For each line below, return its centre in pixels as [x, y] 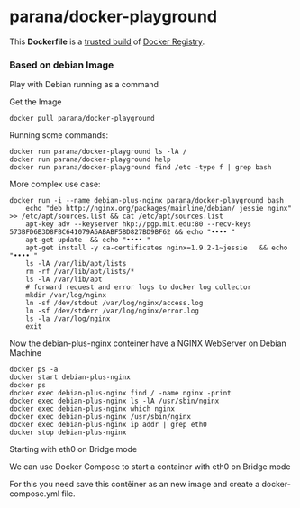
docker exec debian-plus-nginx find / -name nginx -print [120, 394]
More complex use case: [55, 184]
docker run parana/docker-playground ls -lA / [98, 152]
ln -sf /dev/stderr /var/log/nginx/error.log [113, 311]
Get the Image [36, 102]
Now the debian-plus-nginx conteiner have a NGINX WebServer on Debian [148, 343]
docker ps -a [34, 370]
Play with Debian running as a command [84, 85]
